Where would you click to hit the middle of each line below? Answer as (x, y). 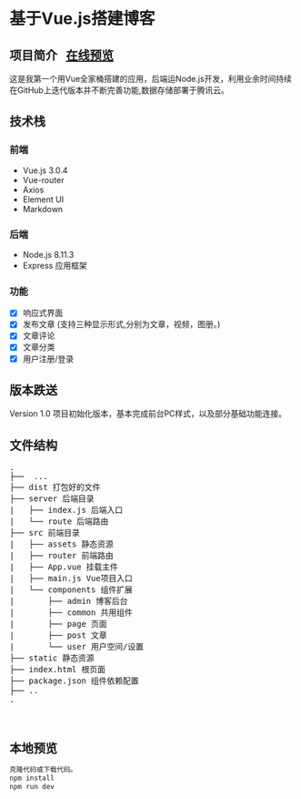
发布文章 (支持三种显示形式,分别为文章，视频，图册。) (121, 324)
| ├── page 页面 (58, 624)
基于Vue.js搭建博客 (82, 19)
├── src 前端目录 (45, 533)
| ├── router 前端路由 (61, 556)
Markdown (43, 209)
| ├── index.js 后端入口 (66, 510)
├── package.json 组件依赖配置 (74, 681)
